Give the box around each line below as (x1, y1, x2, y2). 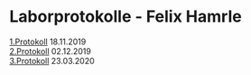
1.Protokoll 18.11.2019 (9, 36, 87, 47)
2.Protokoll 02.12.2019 (9, 45, 92, 56)
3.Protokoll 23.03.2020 (9, 55, 95, 66)
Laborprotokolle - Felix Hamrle (9, 6, 242, 27)
